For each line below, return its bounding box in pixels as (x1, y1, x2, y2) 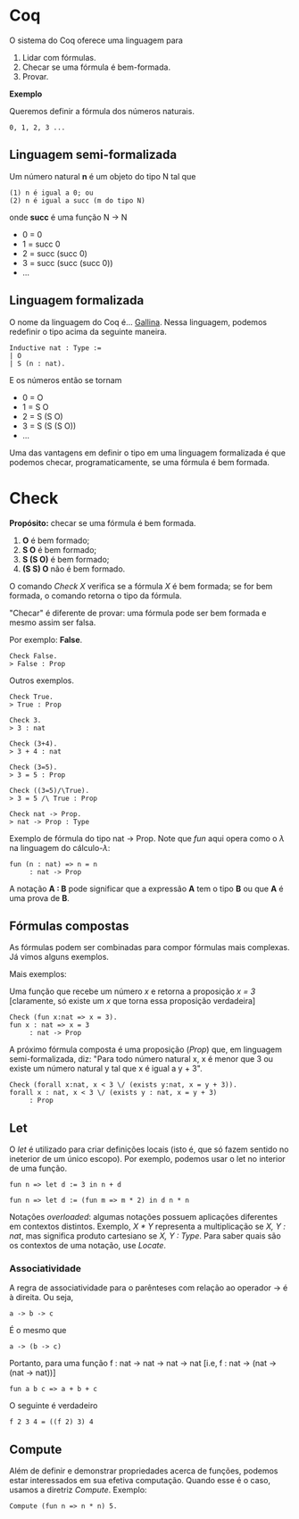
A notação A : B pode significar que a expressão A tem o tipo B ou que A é (9, 883, 284, 894)
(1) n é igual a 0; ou (9, 188, 94, 197)
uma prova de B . (9, 892, 70, 903)
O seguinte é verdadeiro (9, 1400, 98, 1411)
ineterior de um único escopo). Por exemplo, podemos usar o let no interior (9, 1154, 286, 1164)
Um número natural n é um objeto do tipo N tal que (9, 171, 196, 181)
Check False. (9, 651, 58, 661)
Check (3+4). (9, 739, 58, 748)
